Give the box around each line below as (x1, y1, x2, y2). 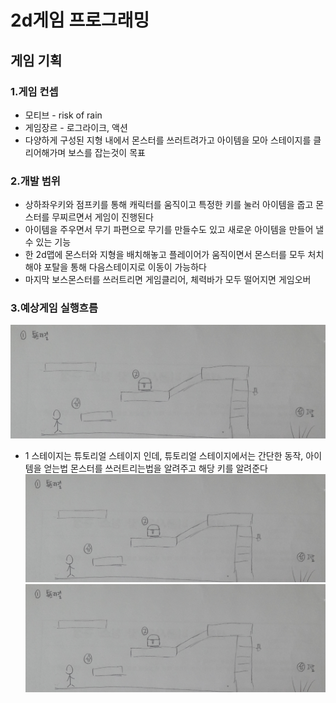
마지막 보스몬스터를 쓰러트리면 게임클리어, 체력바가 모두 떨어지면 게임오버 (24, 274, 312, 286)
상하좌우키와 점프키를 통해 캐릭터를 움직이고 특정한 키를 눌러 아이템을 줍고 (24, 199, 314, 211)
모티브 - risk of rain (24, 109, 103, 121)
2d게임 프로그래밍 (10, 9, 150, 32)
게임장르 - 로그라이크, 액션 (24, 121, 128, 133)
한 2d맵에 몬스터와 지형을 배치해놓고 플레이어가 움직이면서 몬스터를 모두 (24, 249, 306, 261)
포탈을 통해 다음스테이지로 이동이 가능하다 (43, 261, 207, 273)
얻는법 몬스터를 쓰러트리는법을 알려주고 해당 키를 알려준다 (43, 462, 268, 475)
